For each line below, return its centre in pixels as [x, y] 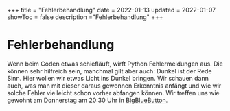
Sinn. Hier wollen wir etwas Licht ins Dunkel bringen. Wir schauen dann [108, 78]
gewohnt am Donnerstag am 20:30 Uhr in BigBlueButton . [88, 100]
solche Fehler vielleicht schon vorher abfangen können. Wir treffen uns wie [113, 92]
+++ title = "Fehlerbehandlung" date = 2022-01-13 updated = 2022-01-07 [112, 10]
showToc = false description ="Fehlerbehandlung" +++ [85, 17]
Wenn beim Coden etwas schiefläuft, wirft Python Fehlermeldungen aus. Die [115, 64]
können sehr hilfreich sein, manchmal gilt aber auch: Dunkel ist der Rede [110, 71]
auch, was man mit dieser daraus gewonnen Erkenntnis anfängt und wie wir [114, 86]
